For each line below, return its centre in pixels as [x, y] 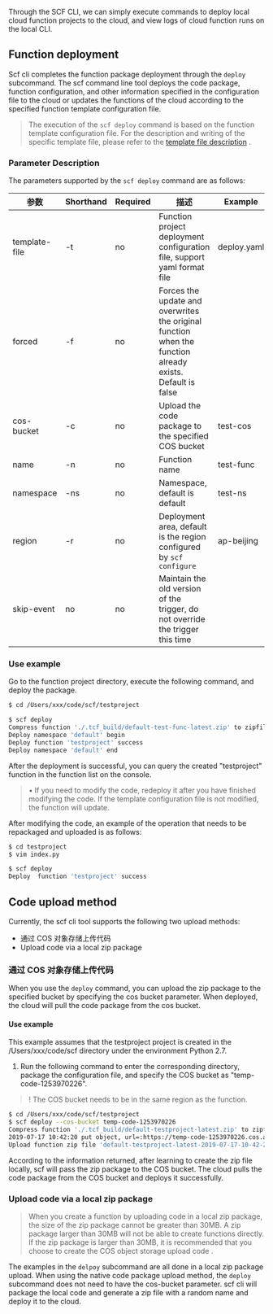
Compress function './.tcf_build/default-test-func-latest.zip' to [125, 727]
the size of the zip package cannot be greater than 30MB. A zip [134, 1225]
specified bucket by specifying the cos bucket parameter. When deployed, [133, 997]
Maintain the [182, 578]
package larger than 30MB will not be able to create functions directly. [146, 1234]
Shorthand [86, 202]
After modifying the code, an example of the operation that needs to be [128, 823]
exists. [171, 372]
